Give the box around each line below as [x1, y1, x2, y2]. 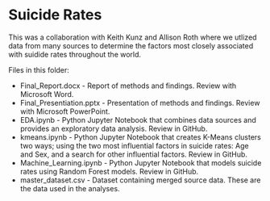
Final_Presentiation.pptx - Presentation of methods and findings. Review [19, 98, 260, 107]
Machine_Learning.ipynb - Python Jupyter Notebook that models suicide [19, 157, 262, 167]
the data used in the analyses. [19, 183, 120, 193]
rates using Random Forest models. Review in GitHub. [19, 166, 199, 176]
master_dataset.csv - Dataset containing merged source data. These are [19, 175, 261, 185]
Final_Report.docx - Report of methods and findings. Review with [19, 81, 237, 90]
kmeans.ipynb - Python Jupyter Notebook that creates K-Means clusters [19, 132, 262, 142]
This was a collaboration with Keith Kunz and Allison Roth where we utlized [8, 32, 257, 42]
